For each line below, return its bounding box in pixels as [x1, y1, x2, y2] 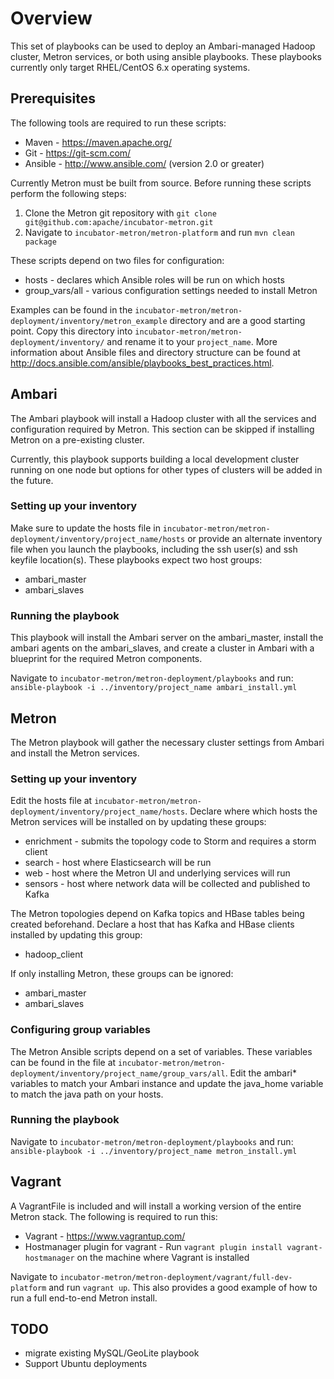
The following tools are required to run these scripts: [10, 117, 227, 129]
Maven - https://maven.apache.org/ [24, 136, 172, 148]
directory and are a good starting [169, 314, 306, 326]
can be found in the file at [10, 1056, 117, 1068]
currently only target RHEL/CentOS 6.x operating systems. [10, 61, 251, 73]
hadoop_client [24, 948, 84, 961]
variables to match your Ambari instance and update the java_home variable [10, 1077, 324, 1089]
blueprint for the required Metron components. [10, 653, 203, 665]
